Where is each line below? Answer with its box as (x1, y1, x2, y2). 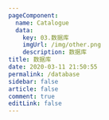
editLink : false (8, 99, 62, 107)
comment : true (8, 92, 56, 100)
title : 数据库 (8, 56, 52, 64)
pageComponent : (8, 11, 59, 20)
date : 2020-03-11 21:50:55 (8, 63, 98, 71)
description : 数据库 (22, 48, 88, 56)
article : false (8, 84, 59, 93)
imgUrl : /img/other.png (22, 41, 102, 49)
